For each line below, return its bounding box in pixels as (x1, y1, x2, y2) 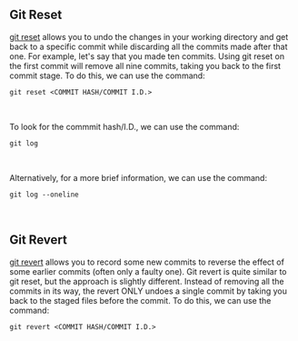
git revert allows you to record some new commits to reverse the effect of (9, 256, 284, 267)
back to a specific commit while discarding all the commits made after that (9, 41, 288, 52)
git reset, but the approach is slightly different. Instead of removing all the (9, 276, 284, 286)
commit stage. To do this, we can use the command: (9, 70, 206, 81)
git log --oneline (9, 190, 79, 199)
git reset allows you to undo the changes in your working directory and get (9, 31, 289, 42)
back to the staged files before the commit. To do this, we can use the (9, 295, 272, 306)
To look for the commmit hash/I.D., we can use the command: (9, 121, 240, 132)
